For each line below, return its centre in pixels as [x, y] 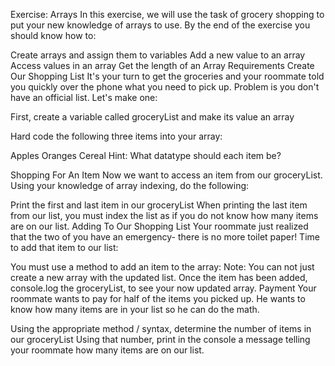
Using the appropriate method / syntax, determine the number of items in [161, 328]
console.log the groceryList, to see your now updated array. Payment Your [163, 288]
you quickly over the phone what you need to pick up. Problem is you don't [165, 87]
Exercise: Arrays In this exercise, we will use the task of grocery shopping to [167, 14]
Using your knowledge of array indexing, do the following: [130, 185]
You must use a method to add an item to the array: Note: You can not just [162, 267]
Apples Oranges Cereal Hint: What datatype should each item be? [146, 155]
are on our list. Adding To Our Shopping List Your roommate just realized [159, 226]
